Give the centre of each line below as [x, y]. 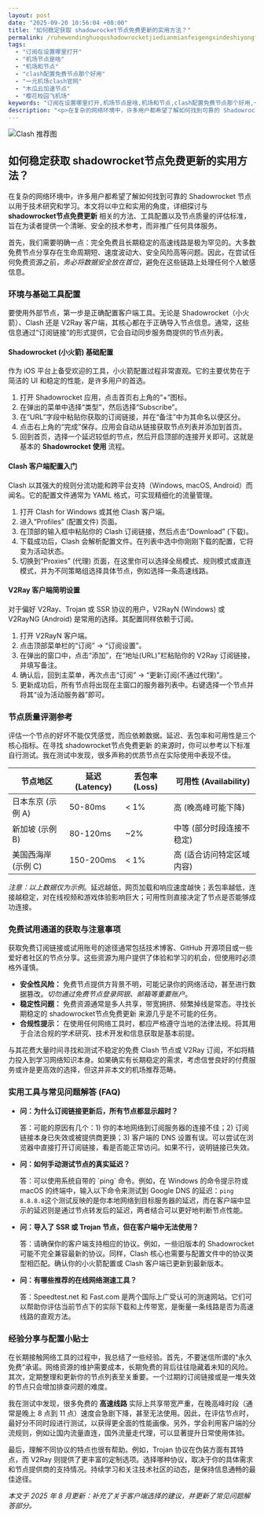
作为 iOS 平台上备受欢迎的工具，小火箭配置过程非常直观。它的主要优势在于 [129, 371]
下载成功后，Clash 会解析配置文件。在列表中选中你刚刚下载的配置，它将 [136, 541]
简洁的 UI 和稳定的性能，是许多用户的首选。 [79, 381]
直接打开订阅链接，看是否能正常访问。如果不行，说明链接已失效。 [147, 1147]
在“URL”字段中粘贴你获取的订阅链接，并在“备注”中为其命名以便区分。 [132, 417]
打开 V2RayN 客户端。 [55, 635]
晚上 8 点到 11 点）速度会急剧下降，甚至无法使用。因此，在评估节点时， [137, 1413]
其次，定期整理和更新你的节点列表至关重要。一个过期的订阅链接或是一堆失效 [132, 1376]
